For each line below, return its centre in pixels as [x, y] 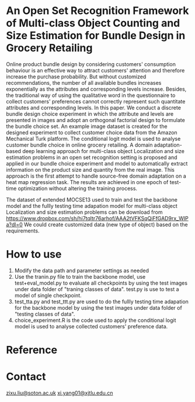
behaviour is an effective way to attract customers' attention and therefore [95, 70]
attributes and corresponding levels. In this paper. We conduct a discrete [93, 108]
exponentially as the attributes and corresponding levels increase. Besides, [96, 89]
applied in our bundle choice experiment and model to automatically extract [97, 163]
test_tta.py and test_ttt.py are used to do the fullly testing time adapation [101, 301]
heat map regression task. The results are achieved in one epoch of [87, 182]
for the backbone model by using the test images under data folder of [98, 307]
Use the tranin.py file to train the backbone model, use [80, 276]
